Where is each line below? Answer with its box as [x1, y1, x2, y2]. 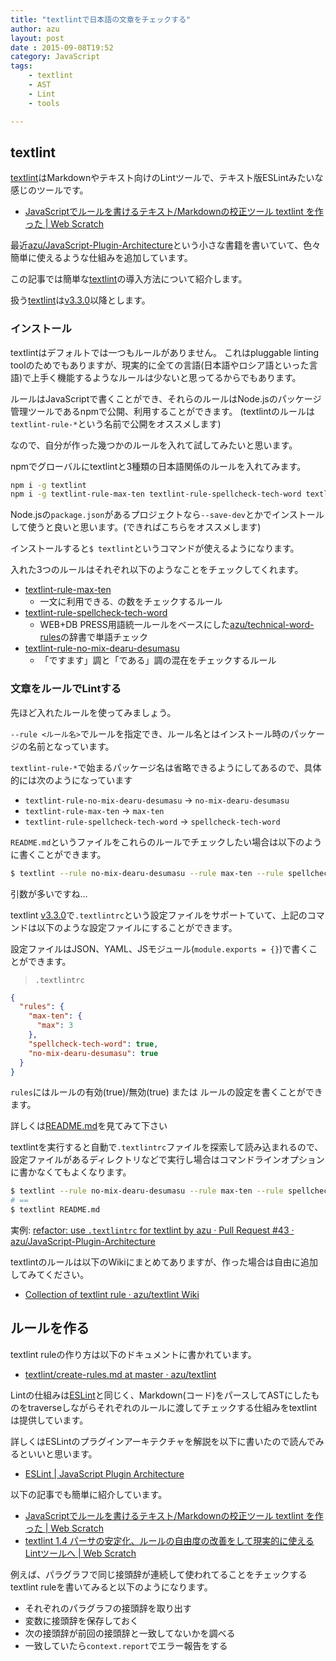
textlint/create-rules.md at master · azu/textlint [24, 1368, 217, 1380]
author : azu [10, 24, 60, 34]
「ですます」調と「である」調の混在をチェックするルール [39, 654, 277, 666]
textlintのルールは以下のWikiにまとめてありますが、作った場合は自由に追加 [10, 1256, 318, 1268]
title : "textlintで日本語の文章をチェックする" [10, 14, 192, 25]
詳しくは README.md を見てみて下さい [10, 1120, 168, 1132]
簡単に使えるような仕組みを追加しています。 [10, 252, 193, 264]
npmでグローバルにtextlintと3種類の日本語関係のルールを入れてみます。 [10, 460, 307, 472]
